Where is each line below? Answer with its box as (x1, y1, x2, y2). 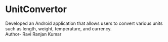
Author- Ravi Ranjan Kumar (5, 31, 62, 37)
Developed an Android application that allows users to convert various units (5, 20, 163, 26)
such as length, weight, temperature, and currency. (5, 25, 112, 31)
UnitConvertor (5, 4, 67, 15)
